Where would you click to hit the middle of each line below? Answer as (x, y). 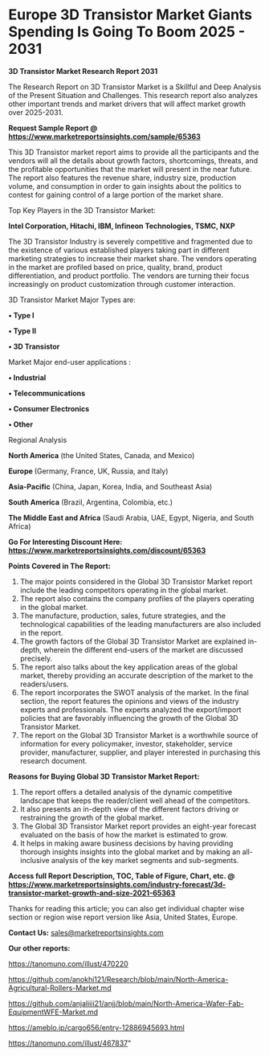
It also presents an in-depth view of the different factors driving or (129, 808)
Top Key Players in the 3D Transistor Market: (82, 210)
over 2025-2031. (36, 112)
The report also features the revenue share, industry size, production (122, 178)
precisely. (36, 658)
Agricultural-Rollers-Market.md (60, 988)
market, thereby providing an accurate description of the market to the (137, 675)
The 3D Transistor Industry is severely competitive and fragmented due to (130, 241)
